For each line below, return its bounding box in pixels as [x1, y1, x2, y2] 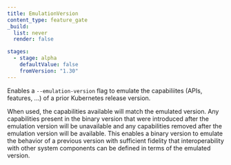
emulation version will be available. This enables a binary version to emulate [7, 129, 223, 137]
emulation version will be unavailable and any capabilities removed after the [7, 122, 223, 130]
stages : [7, 48, 30, 55]
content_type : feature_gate [7, 17, 88, 23]
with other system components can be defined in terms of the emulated [7, 144, 211, 152]
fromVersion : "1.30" [19, 67, 79, 75]
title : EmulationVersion [7, 10, 79, 17]
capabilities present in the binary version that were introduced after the [7, 115, 209, 123]
